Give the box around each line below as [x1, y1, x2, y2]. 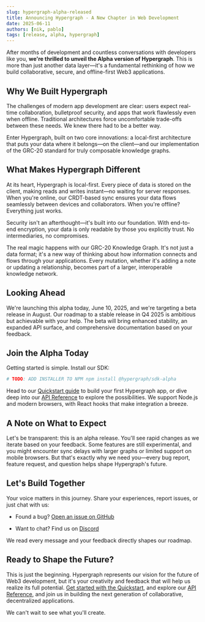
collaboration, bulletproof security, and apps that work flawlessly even [18, 109, 196, 116]
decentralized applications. [6, 597, 75, 604]
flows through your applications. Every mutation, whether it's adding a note [6, 257, 196, 264]
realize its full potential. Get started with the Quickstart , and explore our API [6, 584, 197, 591]
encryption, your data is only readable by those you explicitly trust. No [17, 225, 195, 233]
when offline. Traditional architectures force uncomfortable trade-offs [6, 115, 182, 123]
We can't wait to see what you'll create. [6, 608, 106, 616]
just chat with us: [6, 501, 50, 508]
